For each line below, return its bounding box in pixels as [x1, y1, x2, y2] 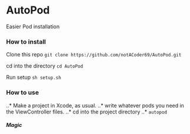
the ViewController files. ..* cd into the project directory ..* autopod [6, 108, 168, 115]
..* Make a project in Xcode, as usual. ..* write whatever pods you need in [6, 102, 184, 109]
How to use [6, 89, 39, 97]
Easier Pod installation [6, 23, 60, 30]
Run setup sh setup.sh [6, 74, 62, 81]
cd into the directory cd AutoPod [6, 62, 84, 69]
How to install [6, 38, 46, 46]
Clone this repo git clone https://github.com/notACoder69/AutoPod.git [6, 51, 182, 58]
